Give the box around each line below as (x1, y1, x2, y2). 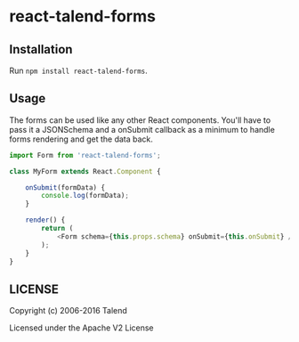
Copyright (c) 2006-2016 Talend (9, 305, 127, 316)
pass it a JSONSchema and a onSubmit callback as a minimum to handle (9, 124, 276, 134)
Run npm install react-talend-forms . (9, 65, 149, 76)
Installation (9, 42, 73, 57)
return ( (41, 224, 74, 233)
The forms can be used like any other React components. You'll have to (9, 114, 271, 126)
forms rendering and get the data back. (9, 134, 154, 144)
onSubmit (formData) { (25, 183, 105, 192)
